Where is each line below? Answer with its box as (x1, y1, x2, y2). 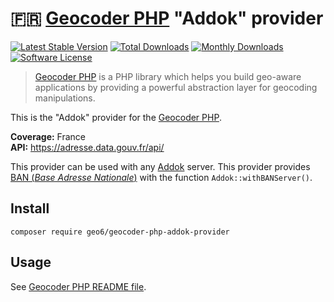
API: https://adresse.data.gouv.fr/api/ (10, 141, 165, 153)
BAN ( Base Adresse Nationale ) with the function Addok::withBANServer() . (10, 171, 313, 183)
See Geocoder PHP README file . (10, 280, 147, 292)
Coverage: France (10, 130, 87, 142)
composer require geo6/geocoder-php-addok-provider (10, 227, 230, 237)
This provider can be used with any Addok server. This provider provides (10, 160, 311, 172)
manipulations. (34, 92, 96, 104)
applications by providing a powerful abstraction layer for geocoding (34, 81, 318, 93)
